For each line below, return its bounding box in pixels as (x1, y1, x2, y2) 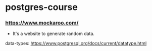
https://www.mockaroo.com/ (5, 19, 79, 26)
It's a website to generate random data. (12, 30, 95, 36)
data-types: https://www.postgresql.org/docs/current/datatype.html (5, 40, 147, 46)
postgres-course (5, 1, 78, 13)
